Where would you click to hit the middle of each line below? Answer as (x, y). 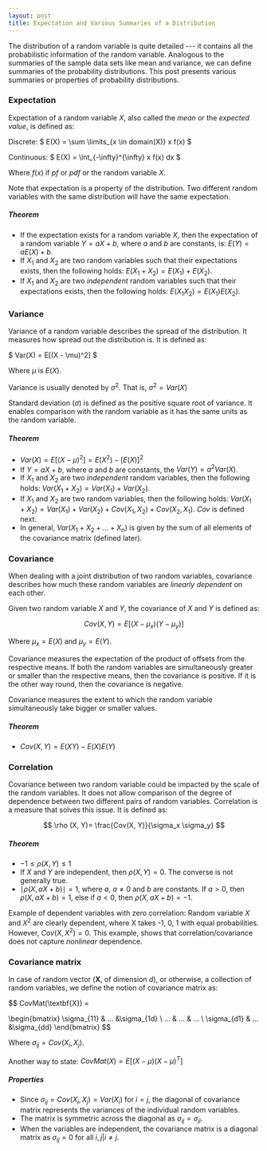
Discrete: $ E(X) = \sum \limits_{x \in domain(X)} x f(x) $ (100, 141)
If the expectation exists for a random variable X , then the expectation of (139, 235)
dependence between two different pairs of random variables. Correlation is (133, 802)
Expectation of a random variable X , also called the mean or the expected (129, 117)
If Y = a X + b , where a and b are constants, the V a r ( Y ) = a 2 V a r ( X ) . (129, 469)
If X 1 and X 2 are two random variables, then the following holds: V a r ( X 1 (136, 499)
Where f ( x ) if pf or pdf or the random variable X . (87, 172)
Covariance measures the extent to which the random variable (110, 700)
